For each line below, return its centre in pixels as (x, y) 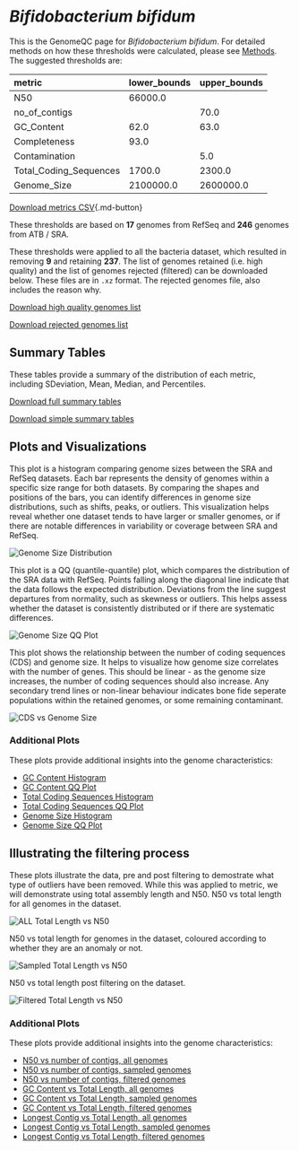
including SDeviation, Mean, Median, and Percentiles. (107, 384)
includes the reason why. (56, 290)
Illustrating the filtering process (99, 854)
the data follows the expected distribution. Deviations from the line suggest (148, 589)
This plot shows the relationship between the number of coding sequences (148, 652)
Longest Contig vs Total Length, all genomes (105, 1117)
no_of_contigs (43, 112)
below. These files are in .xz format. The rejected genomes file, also (135, 280)
